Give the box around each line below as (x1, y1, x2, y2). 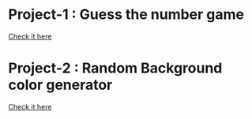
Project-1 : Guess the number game (8, 6, 245, 24)
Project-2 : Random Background (8, 59, 223, 77)
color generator (8, 76, 113, 94)
